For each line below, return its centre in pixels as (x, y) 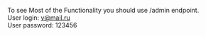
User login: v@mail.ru (39, 18)
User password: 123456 (42, 25)
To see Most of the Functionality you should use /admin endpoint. (103, 10)
